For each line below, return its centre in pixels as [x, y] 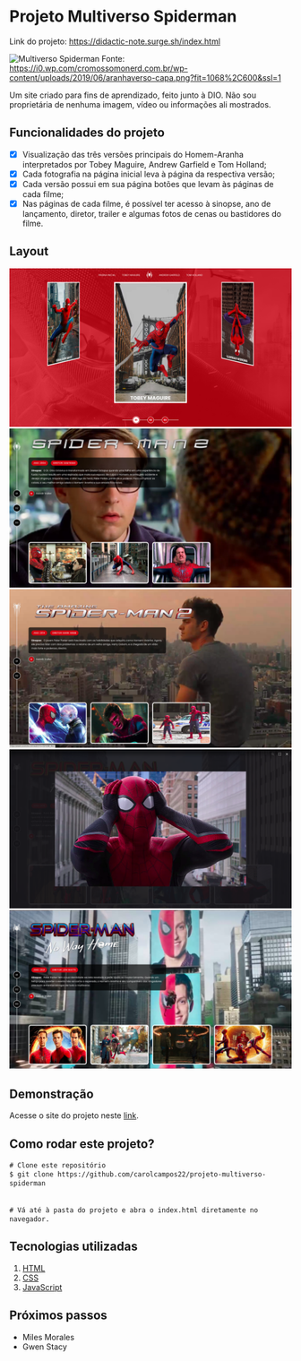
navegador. [30, 1219]
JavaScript [42, 1287]
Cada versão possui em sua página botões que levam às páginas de [148, 184]
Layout [29, 251]
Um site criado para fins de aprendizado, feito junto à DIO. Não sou [133, 95]
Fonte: [113, 58]
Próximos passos [58, 1316]
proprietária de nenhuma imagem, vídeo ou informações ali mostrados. [140, 104]
